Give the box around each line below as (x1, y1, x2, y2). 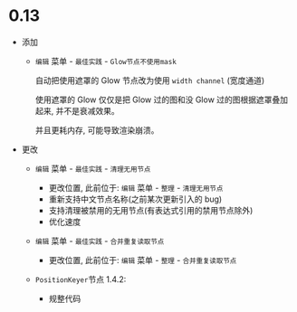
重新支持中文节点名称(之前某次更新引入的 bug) (48, 194, 223, 204)
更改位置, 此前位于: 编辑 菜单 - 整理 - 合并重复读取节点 (48, 254, 237, 265)
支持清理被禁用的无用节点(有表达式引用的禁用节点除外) (48, 204, 254, 215)
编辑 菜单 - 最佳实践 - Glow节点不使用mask (34, 55, 177, 66)
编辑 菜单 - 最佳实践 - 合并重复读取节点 (34, 235, 165, 246)
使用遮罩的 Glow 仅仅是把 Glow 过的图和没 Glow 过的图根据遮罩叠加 (34, 94, 289, 105)
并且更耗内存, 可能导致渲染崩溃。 (34, 124, 159, 136)
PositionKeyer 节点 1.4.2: (34, 273, 127, 285)
